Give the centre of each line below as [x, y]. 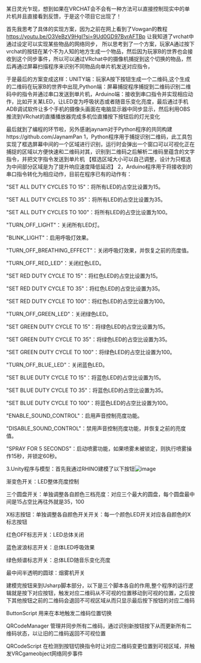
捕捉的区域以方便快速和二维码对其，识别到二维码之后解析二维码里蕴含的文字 [100, 152]
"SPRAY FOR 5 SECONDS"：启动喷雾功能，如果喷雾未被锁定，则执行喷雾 [97, 448]
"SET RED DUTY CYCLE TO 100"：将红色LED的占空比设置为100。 [87, 301]
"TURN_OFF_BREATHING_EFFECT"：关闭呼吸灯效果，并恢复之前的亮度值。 [99, 250]
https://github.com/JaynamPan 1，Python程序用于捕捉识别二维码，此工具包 [99, 137]
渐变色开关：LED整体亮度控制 [43, 481]
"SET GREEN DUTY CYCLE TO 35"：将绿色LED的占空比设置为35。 [88, 339]
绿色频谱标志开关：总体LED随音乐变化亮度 [58, 560]
